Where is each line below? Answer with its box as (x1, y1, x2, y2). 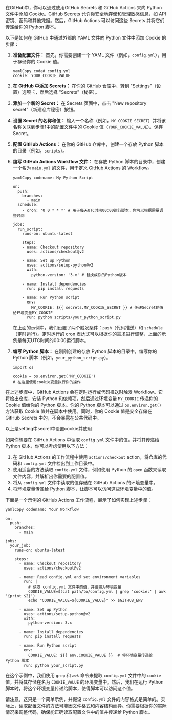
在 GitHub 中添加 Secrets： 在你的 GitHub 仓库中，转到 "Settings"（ (12, 83, 157, 89)
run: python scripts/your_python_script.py (26, 315, 121, 320)
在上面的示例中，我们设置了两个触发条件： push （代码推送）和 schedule (12, 325, 163, 330)
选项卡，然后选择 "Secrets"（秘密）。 (21, 89, 100, 95)
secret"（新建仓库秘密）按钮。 (12, 107, 78, 112)
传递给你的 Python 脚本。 (5, 24, 59, 30)
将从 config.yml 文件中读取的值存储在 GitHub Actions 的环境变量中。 (12, 480, 158, 485)
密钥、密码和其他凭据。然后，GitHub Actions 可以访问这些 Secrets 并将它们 (5, 17, 165, 23)
